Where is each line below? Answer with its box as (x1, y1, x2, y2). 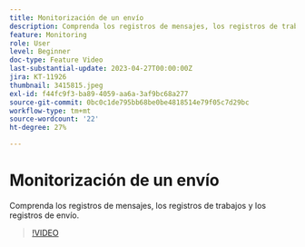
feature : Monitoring (9, 30, 88, 39)
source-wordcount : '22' (9, 114, 100, 123)
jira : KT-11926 (9, 73, 67, 82)
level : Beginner (9, 47, 71, 56)
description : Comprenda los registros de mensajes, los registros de (9, 22, 279, 31)
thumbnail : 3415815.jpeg (9, 81, 103, 90)
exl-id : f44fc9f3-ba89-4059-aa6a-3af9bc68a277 (9, 89, 189, 98)
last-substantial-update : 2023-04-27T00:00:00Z (9, 64, 193, 74)
